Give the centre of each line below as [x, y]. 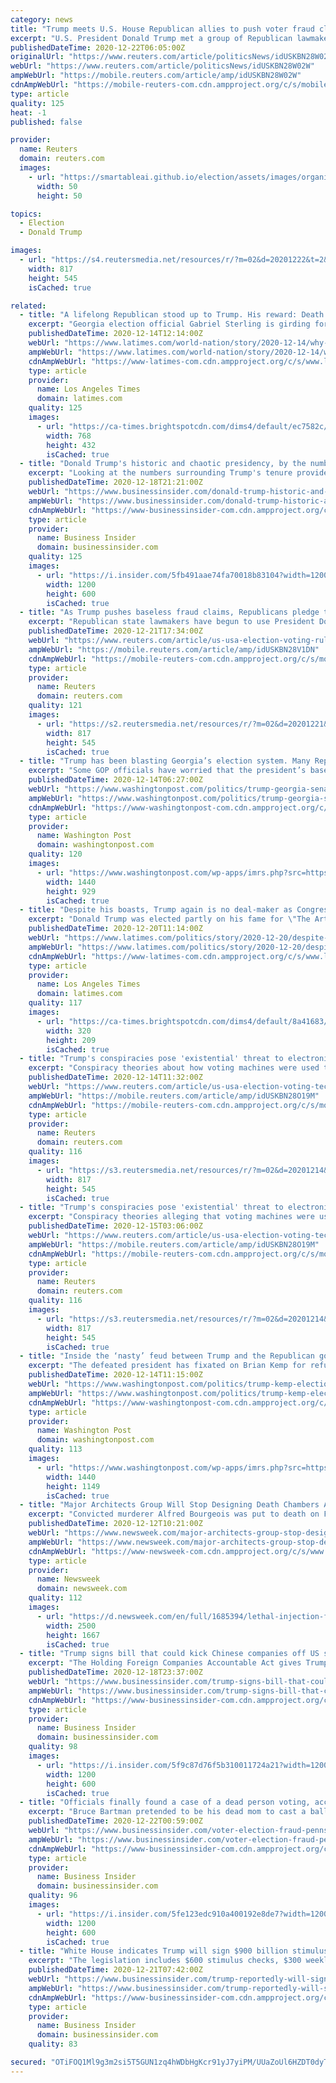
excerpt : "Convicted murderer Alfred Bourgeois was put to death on [174, 1514]
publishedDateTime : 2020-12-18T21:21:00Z [115, 482]
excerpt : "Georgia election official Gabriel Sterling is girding [169, 324]
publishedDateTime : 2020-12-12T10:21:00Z [115, 1524]
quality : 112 [55, 1598]
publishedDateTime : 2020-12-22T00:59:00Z [115, 1821]
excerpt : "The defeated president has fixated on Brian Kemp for [167, 1366]
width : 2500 [71, 1626]
